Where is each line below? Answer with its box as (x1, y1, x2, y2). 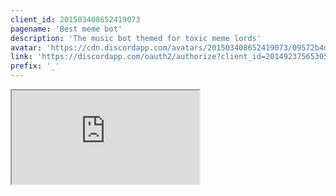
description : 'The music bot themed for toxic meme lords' (10, 33, 262, 43)
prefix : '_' (10, 61, 60, 71)
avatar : (10, 42, 43, 53)
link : (10, 52, 33, 62)
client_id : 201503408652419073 (10, 14, 141, 25)
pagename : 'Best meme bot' (10, 24, 123, 34)
